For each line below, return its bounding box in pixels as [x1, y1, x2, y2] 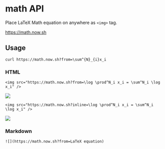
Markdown [5, 127, 32, 134]
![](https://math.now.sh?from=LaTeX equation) [5, 139, 104, 144]
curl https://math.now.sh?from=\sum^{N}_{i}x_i [5, 57, 107, 62]
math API [5, 3, 44, 14]
